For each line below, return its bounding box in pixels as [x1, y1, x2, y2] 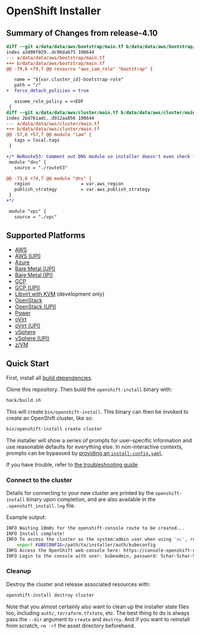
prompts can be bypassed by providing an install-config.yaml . [6, 450, 164, 457]
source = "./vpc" [14, 213, 58, 220]
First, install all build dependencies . [6, 374, 93, 382]
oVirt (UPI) [14, 322, 40, 329]
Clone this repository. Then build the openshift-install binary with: [6, 386, 173, 393]
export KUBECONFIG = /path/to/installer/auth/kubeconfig [17, 541, 156, 548]
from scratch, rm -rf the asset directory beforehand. [6, 622, 136, 629]
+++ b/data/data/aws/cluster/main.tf [6, 126, 100, 132]
